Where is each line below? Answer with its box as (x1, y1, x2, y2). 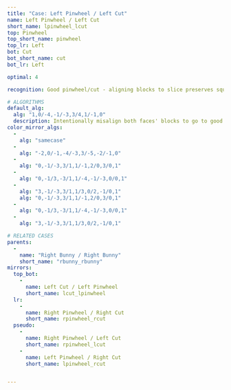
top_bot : (13, 271, 38, 278)
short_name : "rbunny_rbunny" (19, 258, 103, 265)
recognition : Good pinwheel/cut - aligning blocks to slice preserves (7, 86, 214, 93)
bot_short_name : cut (7, 55, 67, 62)
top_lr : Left (7, 42, 45, 49)
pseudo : (13, 322, 36, 329)
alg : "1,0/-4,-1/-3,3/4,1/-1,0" (13, 111, 107, 118)
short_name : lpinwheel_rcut (25, 360, 107, 367)
